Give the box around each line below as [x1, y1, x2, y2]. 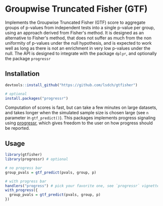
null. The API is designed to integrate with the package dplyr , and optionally [5, 50, 157, 56]
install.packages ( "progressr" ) [5, 96, 68, 101]
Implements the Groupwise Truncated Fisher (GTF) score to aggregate [5, 19, 146, 25]
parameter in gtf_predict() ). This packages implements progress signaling [5, 115, 156, 121]
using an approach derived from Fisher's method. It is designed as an [5, 30, 144, 35]
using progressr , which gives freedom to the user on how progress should [5, 120, 153, 126]
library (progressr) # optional [5, 157, 68, 162]
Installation [5, 69, 40, 78]
